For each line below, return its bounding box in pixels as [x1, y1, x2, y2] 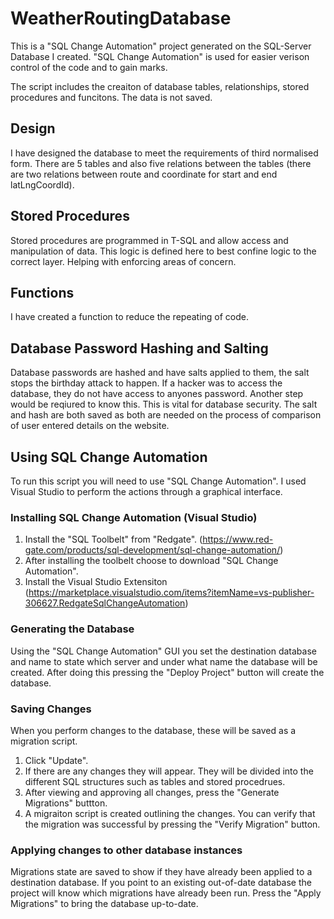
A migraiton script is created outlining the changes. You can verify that [24, 807, 316, 819]
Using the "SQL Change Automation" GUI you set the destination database [10, 645, 317, 657]
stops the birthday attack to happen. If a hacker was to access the [10, 377, 283, 389]
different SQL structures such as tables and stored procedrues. [24, 775, 286, 787]
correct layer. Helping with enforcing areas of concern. [10, 255, 237, 267]
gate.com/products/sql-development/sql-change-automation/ [24, 544, 281, 556]
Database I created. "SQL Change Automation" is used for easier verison [10, 50, 310, 62]
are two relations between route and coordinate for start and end [10, 168, 278, 180]
